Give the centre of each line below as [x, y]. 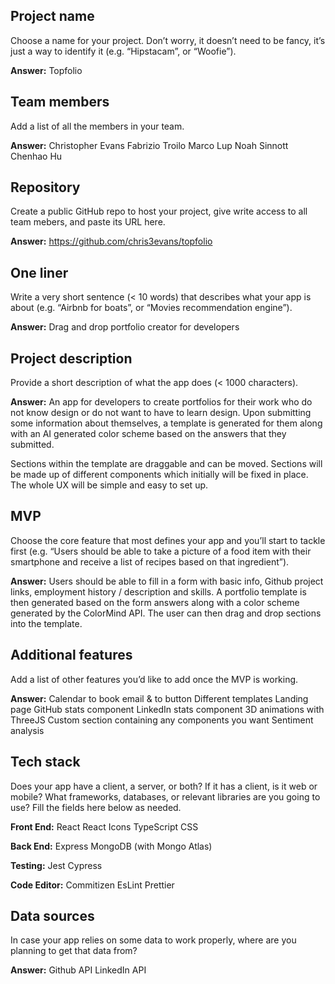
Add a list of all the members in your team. [97, 126]
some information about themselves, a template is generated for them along [166, 423]
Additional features [71, 655]
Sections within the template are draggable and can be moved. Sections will [166, 464]
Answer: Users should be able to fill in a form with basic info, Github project [167, 581]
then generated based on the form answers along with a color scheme [155, 602]
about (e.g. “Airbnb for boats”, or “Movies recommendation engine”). [151, 308]
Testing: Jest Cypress [56, 865]
